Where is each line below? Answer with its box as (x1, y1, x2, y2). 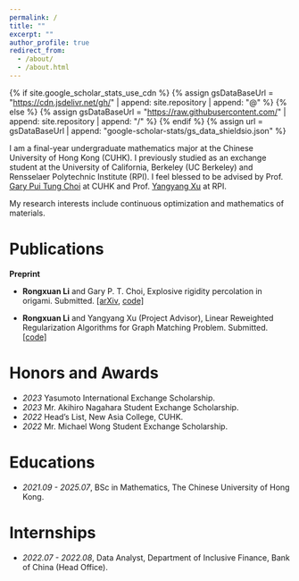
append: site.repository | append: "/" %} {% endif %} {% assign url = (9, 115, 263, 126)
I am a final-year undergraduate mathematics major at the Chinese (9, 142, 254, 153)
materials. (9, 207, 46, 218)
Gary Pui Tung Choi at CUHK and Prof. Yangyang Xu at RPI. (9, 181, 228, 191)
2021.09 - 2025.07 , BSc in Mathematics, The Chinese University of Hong (21, 482, 290, 493)
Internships (9, 522, 96, 543)
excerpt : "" (9, 29, 54, 38)
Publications (9, 239, 104, 259)
